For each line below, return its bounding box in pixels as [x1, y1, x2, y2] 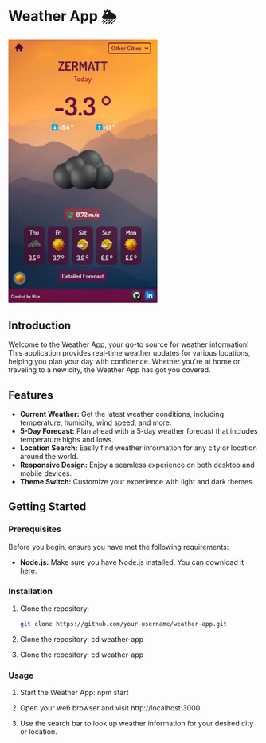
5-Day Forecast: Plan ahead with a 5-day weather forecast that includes [19, 426, 258, 435]
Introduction [8, 318, 72, 332]
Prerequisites [8, 523, 61, 535]
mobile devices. [19, 468, 72, 478]
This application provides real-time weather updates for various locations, [8, 348, 251, 358]
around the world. [19, 451, 79, 461]
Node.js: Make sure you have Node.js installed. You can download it [19, 557, 244, 566]
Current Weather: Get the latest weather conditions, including [19, 409, 225, 418]
